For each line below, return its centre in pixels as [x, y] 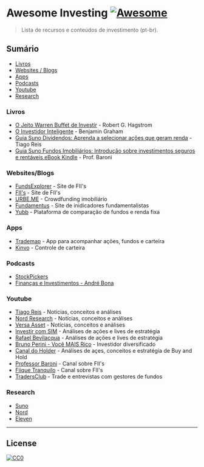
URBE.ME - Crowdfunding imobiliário [61, 199]
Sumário [23, 49]
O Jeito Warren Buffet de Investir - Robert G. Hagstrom [84, 125]
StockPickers [32, 276]
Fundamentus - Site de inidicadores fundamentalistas [82, 206]
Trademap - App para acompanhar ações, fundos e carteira [90, 241]
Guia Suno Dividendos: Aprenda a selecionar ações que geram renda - [104, 138]
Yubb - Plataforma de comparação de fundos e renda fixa [87, 212]
